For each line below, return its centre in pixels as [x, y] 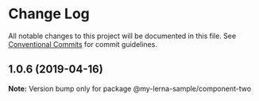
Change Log [49, 14]
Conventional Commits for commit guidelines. [83, 44]
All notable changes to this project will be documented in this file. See [122, 36]
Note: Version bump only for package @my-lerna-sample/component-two [130, 88]
